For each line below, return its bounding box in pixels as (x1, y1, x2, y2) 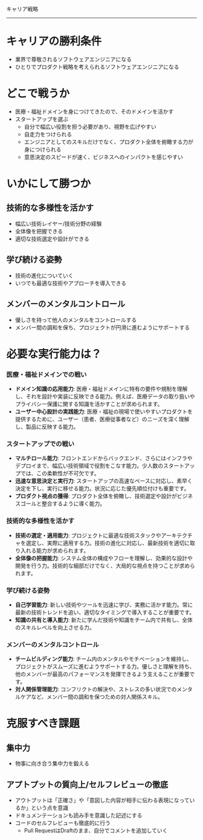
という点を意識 (31, 804, 68, 811)
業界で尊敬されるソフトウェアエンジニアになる (14, 55, 132, 62)
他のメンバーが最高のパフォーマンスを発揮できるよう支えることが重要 (14, 670, 190, 678)
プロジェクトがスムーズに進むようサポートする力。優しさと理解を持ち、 (14, 663, 195, 670)
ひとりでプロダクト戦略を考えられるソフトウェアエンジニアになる (14, 63, 179, 70)
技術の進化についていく (14, 272, 74, 279)
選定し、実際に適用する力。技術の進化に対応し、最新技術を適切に (25, 539, 190, 547)
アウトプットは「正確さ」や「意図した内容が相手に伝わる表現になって (14, 796, 190, 804)
